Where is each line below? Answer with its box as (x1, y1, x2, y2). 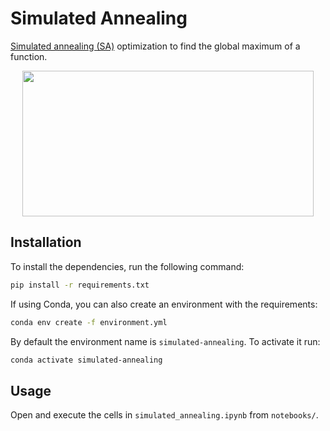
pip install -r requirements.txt (10, 280, 150, 290)
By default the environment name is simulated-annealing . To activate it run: (10, 335, 321, 347)
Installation (10, 234, 82, 251)
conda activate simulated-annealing (10, 355, 163, 365)
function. (10, 50, 48, 62)
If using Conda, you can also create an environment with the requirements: (10, 298, 318, 310)
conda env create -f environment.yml (10, 317, 168, 327)
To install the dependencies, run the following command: (10, 260, 245, 272)
